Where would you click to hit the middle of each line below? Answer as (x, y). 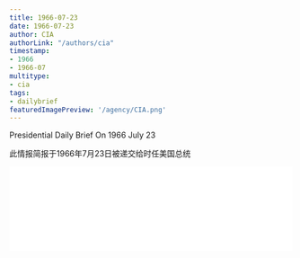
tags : (19, 93)
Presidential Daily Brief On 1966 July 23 (83, 135)
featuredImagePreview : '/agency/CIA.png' (88, 110)
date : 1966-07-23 (42, 26)
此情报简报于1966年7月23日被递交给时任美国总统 (100, 154)
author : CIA (31, 34)
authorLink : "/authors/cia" (62, 43)
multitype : (30, 76)
